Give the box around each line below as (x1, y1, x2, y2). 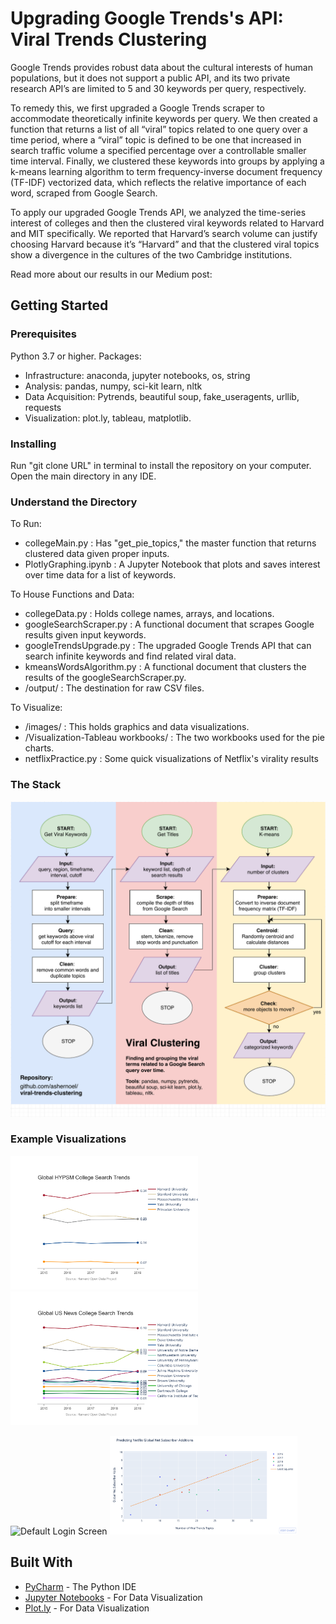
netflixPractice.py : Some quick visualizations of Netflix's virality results (24, 753, 319, 765)
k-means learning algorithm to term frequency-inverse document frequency (10, 165, 323, 177)
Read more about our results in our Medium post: (10, 268, 213, 280)
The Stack (10, 778, 62, 792)
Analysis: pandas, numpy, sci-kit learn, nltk (24, 380, 203, 392)
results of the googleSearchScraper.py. (24, 672, 187, 684)
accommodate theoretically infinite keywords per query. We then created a (10, 112, 318, 124)
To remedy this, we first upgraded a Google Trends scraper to (10, 102, 265, 114)
